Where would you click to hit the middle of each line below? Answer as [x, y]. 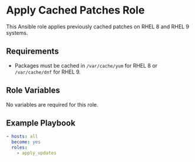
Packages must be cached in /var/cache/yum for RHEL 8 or [86, 65]
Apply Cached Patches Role [75, 10]
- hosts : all [22, 137]
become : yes [26, 142]
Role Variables [33, 90]
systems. [17, 32]
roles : [19, 148]
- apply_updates [37, 153]
